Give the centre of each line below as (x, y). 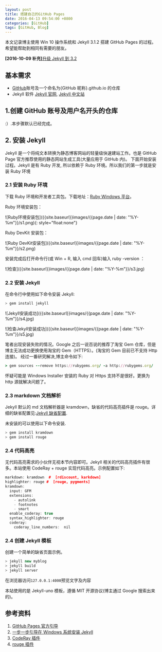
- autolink (25, 500)
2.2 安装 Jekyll (23, 283)
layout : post (18, 9)
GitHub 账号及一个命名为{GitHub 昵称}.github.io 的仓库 (66, 88)
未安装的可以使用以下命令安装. (36, 423)
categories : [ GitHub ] (27, 23)
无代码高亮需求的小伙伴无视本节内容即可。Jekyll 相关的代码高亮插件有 (75, 462)
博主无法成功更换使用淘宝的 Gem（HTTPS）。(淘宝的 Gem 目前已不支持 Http (81, 350)
